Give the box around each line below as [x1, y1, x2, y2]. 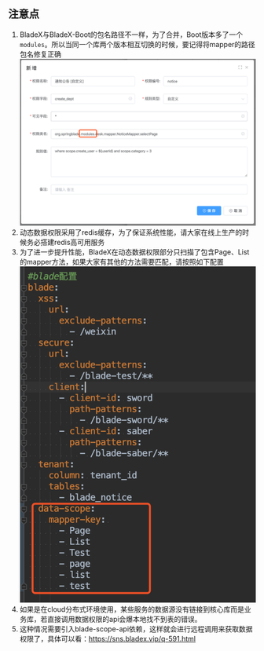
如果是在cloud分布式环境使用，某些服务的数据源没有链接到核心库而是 [19, 605, 245, 614]
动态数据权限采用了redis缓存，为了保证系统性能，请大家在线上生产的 [19, 228, 243, 237]
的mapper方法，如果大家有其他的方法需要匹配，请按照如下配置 [19, 258, 224, 267]
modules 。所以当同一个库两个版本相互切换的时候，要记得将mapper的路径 [19, 39, 255, 49]
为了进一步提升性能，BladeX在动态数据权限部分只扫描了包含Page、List [19, 247, 250, 257]
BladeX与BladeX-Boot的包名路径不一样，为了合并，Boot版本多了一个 [19, 30, 244, 39]
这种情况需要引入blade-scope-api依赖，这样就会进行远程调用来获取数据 [19, 624, 253, 634]
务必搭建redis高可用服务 [26, 238, 105, 247]
